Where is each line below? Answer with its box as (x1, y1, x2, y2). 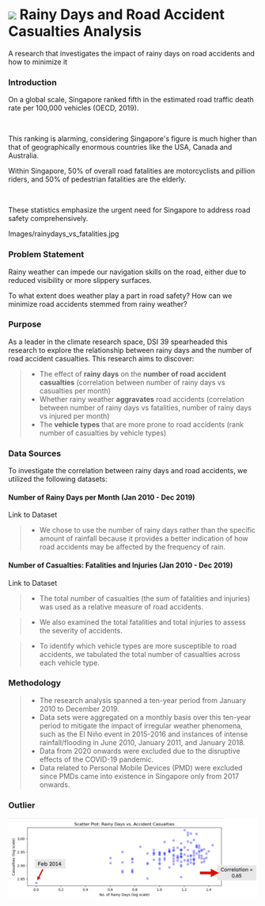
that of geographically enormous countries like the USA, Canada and (8, 143, 233, 152)
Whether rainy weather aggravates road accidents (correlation (39, 394, 244, 403)
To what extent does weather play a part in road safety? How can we (8, 291, 233, 300)
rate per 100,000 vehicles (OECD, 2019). (8, 103, 139, 113)
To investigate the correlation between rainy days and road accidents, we (8, 466, 248, 476)
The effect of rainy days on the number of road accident (39, 369, 227, 378)
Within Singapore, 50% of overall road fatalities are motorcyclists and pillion (8, 166, 256, 176)
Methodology (8, 678, 62, 689)
